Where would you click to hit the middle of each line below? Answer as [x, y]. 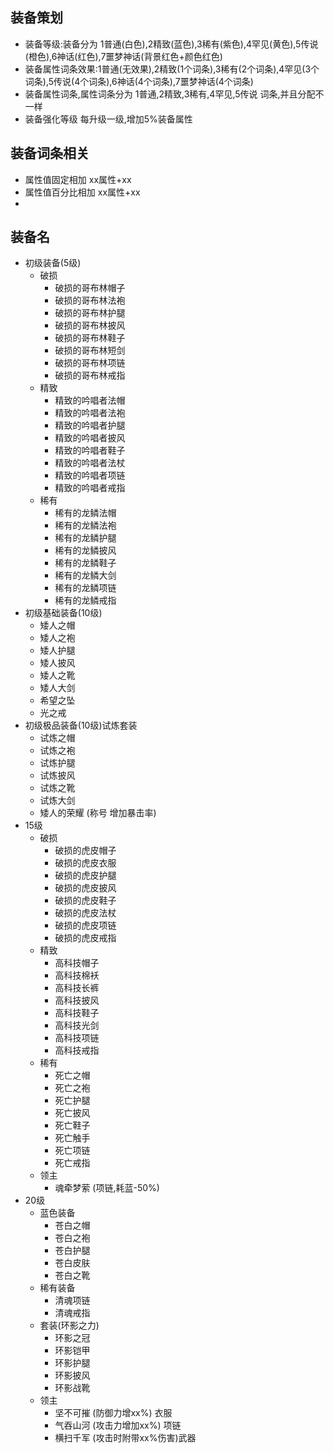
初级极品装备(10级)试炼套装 [81, 725]
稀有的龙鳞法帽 [85, 513]
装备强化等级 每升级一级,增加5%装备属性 [108, 119]
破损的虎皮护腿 [85, 875]
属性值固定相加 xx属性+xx [78, 179]
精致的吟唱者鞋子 [90, 450]
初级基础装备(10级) [63, 613]
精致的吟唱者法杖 [90, 463]
